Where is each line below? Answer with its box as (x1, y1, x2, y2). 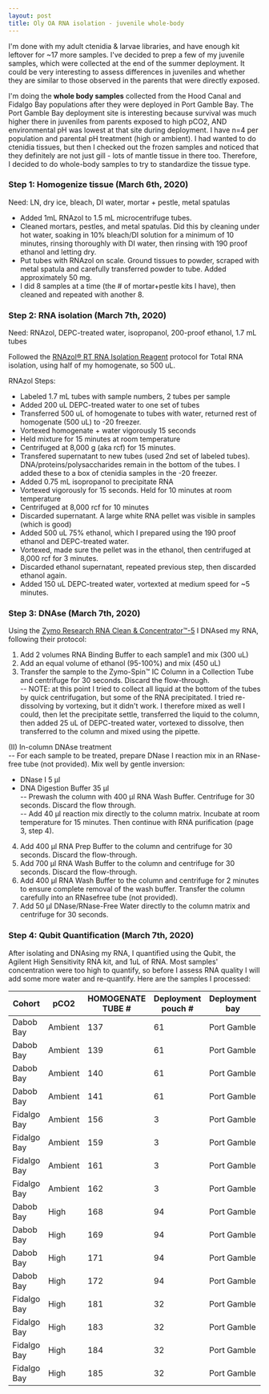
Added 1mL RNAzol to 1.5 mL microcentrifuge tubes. (19, 213, 192, 222)
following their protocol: (8, 635, 87, 644)
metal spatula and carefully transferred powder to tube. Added (19, 264, 227, 274)
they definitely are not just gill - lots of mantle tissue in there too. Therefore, (8, 150, 258, 161)
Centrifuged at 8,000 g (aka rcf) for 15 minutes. (19, 443, 176, 453)
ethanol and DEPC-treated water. (19, 537, 130, 547)
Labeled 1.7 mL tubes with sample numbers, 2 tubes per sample (19, 392, 231, 401)
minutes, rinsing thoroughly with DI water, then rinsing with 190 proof (19, 238, 248, 248)
